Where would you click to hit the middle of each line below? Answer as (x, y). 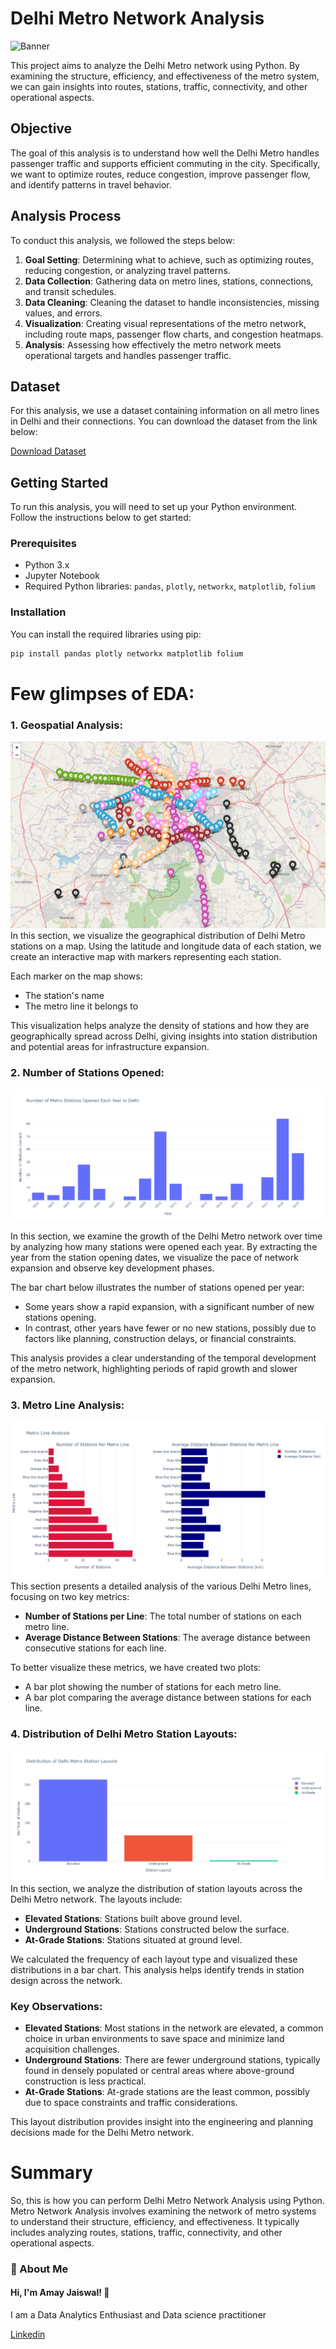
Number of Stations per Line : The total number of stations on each (163, 1616)
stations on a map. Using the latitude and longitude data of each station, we (166, 946)
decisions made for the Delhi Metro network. (102, 2132)
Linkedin (28, 2334)
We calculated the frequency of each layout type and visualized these (154, 1959)
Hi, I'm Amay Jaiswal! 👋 (60, 2293)
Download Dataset (48, 451)
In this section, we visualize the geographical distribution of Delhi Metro (158, 936)
